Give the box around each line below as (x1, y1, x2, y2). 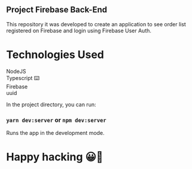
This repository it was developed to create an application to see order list (6, 20, 187, 27)
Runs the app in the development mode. (6, 130, 105, 137)
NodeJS (6, 67, 26, 75)
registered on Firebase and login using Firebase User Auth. (6, 27, 151, 34)
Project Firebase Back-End (6, 5, 108, 15)
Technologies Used (6, 48, 105, 62)
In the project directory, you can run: (6, 101, 96, 108)
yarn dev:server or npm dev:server (6, 116, 106, 124)
